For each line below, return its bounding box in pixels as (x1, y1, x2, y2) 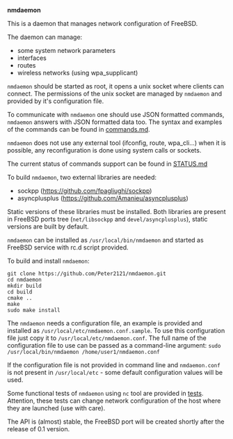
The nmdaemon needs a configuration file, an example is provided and (7, 319, 203, 327)
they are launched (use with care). (7, 404, 106, 412)
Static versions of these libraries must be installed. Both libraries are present (7, 208, 226, 215)
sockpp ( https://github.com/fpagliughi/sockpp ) (17, 187, 152, 194)
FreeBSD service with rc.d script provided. (7, 243, 129, 252)
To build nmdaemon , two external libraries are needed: (7, 174, 157, 181)
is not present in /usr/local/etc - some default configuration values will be (7, 369, 223, 376)
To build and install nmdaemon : (7, 257, 90, 265)
